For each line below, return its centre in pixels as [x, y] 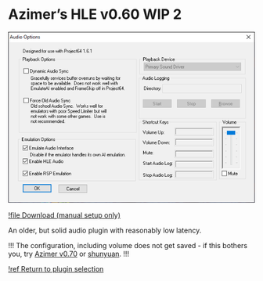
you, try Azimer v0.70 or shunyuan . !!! [69, 254]
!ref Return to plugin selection [56, 269]
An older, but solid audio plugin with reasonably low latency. [105, 231]
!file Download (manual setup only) [65, 215]
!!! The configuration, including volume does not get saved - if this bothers [128, 246]
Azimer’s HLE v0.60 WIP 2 [95, 14]
